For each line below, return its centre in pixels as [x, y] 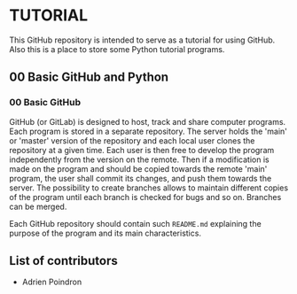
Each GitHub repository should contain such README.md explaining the [135, 223]
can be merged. [38, 206]
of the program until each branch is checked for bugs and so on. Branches [145, 197]
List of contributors [63, 261]
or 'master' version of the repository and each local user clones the [132, 140]
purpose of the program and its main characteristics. [106, 233]
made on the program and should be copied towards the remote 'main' [138, 168]
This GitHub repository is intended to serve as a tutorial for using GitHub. [142, 40]
